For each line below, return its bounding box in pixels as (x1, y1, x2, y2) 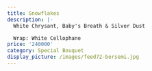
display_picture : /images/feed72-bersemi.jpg (7, 53, 139, 61)
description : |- (7, 16, 53, 23)
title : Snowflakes (7, 9, 60, 17)
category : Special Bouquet (7, 47, 84, 54)
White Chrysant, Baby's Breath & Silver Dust (13, 22, 146, 29)
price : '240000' (7, 41, 53, 48)
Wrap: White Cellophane (13, 34, 81, 41)
